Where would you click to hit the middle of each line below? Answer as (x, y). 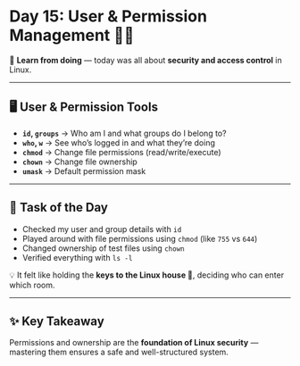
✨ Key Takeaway (57, 321)
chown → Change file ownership (80, 162)
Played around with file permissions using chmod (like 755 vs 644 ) (140, 238)
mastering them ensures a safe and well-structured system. (119, 352)
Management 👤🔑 (72, 35)
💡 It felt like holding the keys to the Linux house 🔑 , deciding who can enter (146, 275)
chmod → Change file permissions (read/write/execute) (121, 152)
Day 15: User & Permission (108, 17)
